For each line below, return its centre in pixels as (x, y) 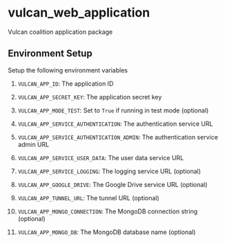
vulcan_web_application (79, 13)
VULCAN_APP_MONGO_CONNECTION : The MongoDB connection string (108, 211)
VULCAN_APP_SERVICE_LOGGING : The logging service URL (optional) (109, 171)
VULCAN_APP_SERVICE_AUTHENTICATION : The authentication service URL (115, 124)
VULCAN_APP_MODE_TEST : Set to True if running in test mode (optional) (113, 110)
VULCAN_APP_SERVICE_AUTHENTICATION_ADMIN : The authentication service (118, 137)
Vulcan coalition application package (60, 32)
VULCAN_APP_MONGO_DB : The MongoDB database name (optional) (107, 232)
